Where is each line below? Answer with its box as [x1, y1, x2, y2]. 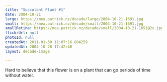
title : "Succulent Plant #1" [5, 7, 66, 12]
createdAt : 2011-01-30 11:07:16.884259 [5, 40, 88, 45]
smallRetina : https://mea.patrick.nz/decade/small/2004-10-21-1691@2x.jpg [5, 26, 164, 31]
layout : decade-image [5, 49, 50, 54]
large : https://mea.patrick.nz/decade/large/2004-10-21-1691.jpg [5, 16, 143, 21]
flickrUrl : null [5, 30, 39, 35]
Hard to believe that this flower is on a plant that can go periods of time [5, 67, 151, 73]
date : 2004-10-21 [5, 12, 41, 17]
